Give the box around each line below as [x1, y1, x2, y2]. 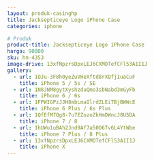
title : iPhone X [19, 143, 66, 151]
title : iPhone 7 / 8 [19, 118, 78, 125]
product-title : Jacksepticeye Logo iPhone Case [7, 42, 145, 49]
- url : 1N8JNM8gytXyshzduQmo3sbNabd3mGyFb [13, 86, 136, 93]
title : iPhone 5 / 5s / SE [19, 79, 96, 86]
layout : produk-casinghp [7, 10, 78, 17]
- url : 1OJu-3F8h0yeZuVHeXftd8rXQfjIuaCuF [13, 73, 136, 80]
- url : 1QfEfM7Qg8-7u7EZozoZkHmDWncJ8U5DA [13, 112, 136, 119]
